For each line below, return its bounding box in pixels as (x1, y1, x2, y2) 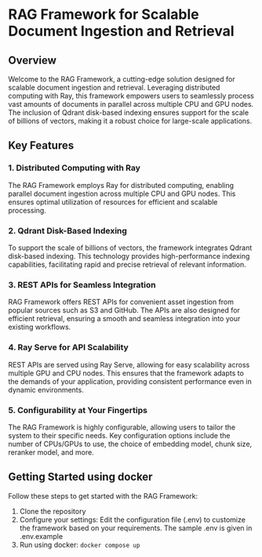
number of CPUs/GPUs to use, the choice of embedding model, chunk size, (8, 439, 253, 448)
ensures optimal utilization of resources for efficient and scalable (8, 197, 218, 206)
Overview (8, 53, 57, 67)
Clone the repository (19, 506, 86, 516)
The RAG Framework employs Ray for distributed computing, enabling (8, 180, 234, 190)
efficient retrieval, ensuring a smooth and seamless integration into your (8, 314, 241, 323)
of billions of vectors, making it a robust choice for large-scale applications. (8, 116, 253, 125)
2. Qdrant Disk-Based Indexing (8, 225, 128, 236)
